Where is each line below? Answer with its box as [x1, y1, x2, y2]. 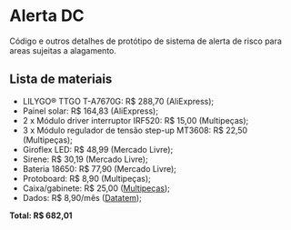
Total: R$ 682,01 [9, 210, 73, 221]
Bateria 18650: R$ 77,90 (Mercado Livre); [22, 163, 177, 174]
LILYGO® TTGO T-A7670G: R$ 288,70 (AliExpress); [22, 95, 215, 106]
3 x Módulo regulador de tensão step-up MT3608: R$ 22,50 [22, 125, 248, 135]
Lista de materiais [9, 72, 113, 87]
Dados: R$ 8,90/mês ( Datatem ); [22, 192, 143, 203]
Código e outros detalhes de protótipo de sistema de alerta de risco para [9, 35, 282, 46]
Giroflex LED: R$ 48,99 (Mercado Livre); [22, 144, 174, 155]
